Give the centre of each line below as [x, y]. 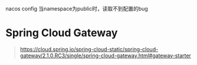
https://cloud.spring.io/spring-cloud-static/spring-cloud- [89, 49]
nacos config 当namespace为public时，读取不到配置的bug [77, 9]
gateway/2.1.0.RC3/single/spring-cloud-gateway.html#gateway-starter [105, 56]
